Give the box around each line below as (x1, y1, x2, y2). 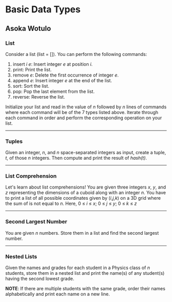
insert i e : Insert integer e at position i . (12, 61, 93, 67)
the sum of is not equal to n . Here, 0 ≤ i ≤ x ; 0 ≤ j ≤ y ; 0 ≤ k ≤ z (5, 200, 137, 206)
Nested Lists (5, 253, 37, 260)
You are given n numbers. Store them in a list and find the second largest (5, 230, 159, 236)
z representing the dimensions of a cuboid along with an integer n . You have (5, 190, 166, 196)
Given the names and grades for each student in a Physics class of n (5, 265, 150, 271)
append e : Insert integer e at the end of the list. (12, 77, 113, 83)
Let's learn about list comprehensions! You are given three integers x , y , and (5, 184, 166, 191)
